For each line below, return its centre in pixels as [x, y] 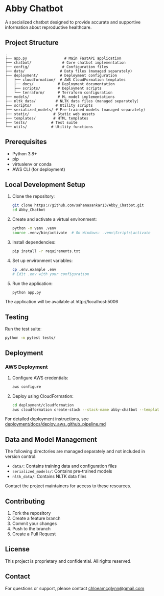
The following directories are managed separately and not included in [75, 452]
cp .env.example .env [34, 269]
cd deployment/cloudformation [43, 405]
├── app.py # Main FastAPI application [63, 58]
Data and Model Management [51, 440]
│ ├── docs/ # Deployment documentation [60, 84]
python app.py [26, 292]
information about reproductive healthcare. [48, 27]
